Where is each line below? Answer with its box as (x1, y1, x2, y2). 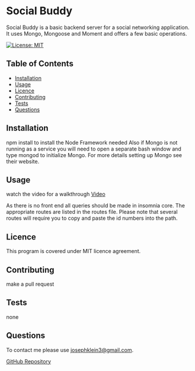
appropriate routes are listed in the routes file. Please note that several (6, 209, 178, 216)
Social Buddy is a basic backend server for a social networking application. (6, 24, 190, 31)
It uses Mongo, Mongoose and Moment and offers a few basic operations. (6, 30, 187, 37)
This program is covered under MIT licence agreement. (6, 248, 141, 255)
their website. (6, 158, 40, 165)
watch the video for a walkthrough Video (6, 191, 106, 198)
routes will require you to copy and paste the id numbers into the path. (6, 215, 178, 222)
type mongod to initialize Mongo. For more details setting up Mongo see (6, 151, 183, 158)
